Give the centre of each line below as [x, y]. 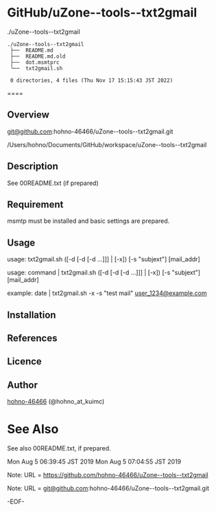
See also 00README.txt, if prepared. [59, 448]
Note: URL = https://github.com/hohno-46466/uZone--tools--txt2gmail [108, 475]
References [32, 338]
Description [33, 166]
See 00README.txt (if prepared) [53, 183]
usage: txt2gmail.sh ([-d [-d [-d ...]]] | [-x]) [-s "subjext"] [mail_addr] [104, 259]
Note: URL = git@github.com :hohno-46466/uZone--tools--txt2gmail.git [108, 488]
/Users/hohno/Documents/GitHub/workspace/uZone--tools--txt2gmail [107, 144]
